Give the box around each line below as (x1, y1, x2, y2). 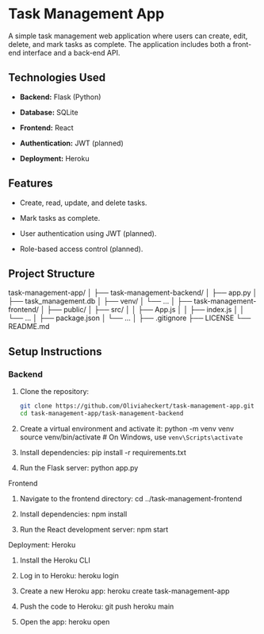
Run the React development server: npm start (19, 524, 169, 534)
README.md (8, 322, 50, 331)
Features (8, 176, 53, 191)
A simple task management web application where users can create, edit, (8, 31, 248, 41)
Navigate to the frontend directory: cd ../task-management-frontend (19, 493, 243, 503)
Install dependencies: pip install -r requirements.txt (19, 447, 186, 457)
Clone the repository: (19, 387, 90, 396)
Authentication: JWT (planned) (19, 138, 124, 148)
